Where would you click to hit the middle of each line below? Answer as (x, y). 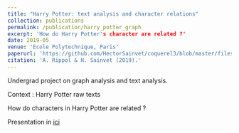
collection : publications (46, 21)
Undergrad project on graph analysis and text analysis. (88, 80)
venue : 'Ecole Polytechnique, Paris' (63, 47)
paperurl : (22, 54)
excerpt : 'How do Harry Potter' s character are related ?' (97, 34)
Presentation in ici (34, 122)
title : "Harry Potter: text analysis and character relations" (103, 14)
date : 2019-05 (28, 41)
